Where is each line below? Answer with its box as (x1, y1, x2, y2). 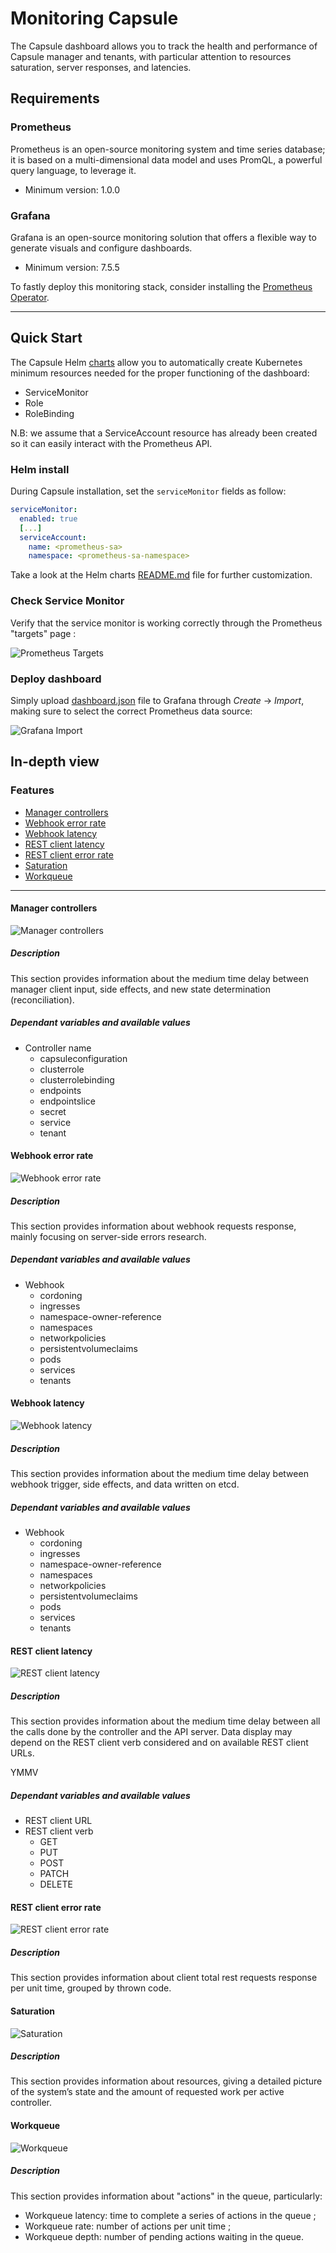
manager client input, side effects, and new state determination (10, 983, 271, 995)
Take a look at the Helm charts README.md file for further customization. (10, 569, 313, 581)
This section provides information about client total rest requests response (10, 1972, 318, 1984)
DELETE (39, 1878, 73, 1891)
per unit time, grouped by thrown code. (10, 1982, 172, 1994)
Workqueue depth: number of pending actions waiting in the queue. (24, 2230, 305, 2242)
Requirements (10, 90, 100, 107)
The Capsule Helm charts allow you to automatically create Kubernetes (10, 356, 303, 368)
